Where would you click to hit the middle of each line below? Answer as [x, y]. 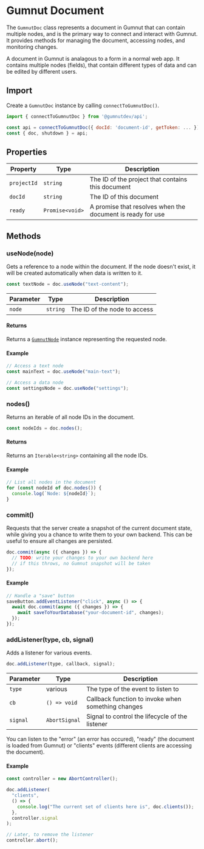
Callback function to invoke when [134, 699]
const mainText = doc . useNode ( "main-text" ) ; [63, 372]
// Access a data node [35, 383]
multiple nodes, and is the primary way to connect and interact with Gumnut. [102, 33]
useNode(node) [30, 253]
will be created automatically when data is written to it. [74, 273]
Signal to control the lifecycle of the [137, 716]
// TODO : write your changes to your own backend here [83, 558]
